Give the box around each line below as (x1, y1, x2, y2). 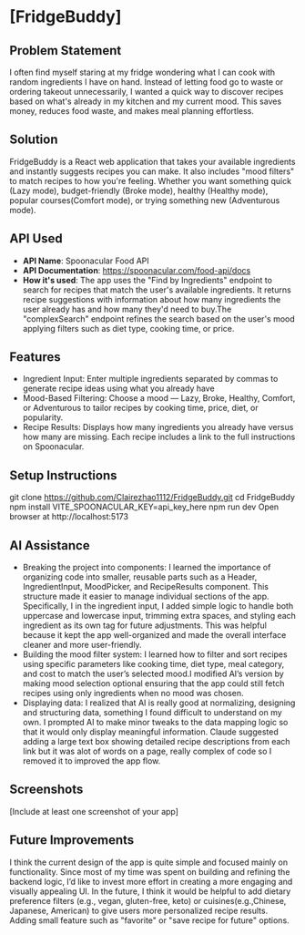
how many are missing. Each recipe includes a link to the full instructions (22, 431, 296, 443)
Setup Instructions (9, 467, 117, 483)
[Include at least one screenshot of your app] (9, 806, 179, 817)
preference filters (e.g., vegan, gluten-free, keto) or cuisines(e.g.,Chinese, (9, 895, 287, 906)
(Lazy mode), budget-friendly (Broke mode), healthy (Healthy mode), (9, 185, 269, 196)
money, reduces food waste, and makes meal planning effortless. (9, 106, 255, 116)
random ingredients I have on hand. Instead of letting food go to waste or (9, 77, 284, 87)
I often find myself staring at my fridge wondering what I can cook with (9, 67, 276, 77)
